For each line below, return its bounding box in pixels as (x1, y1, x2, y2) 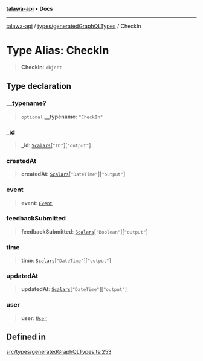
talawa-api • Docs (6, 5, 53, 12)
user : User (21, 314, 47, 322)
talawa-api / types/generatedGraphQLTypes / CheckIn (6, 22, 141, 30)
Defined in (6, 332, 47, 342)
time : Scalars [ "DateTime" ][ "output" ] (21, 257, 112, 264)
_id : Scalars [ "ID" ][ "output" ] (21, 141, 91, 149)
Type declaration (6, 81, 71, 91)
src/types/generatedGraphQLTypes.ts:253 (6, 348, 112, 355)
